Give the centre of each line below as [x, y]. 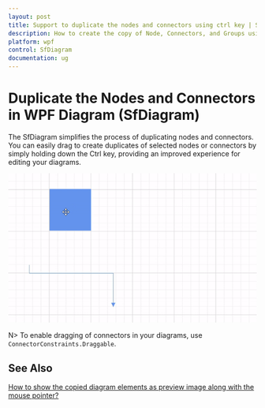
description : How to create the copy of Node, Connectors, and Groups [127, 33]
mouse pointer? [34, 395]
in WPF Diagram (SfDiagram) [104, 115]
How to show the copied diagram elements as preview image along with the [131, 387]
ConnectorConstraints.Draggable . [62, 343]
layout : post [30, 17]
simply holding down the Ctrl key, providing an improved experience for [124, 153]
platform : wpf [32, 42]
